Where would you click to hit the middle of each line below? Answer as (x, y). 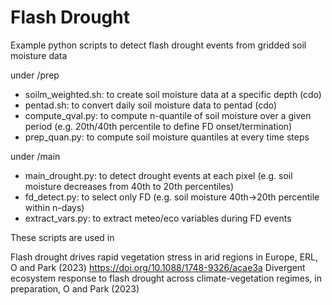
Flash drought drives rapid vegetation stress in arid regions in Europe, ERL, (164, 257)
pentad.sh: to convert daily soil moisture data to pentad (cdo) (151, 105)
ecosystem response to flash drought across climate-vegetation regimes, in (166, 278)
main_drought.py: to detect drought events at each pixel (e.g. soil (158, 175)
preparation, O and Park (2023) (75, 288)
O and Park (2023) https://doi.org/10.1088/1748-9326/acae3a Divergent (158, 267)
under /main (35, 156)
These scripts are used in (62, 237)
